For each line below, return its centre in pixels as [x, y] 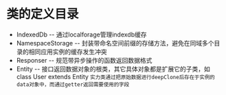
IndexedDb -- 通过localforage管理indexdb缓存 [81, 34]
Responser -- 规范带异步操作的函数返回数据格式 [84, 60]
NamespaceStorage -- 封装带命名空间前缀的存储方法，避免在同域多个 [115, 43]
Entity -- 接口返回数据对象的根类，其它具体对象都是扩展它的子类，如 [113, 69]
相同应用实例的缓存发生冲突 [68, 52]
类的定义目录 [43, 14]
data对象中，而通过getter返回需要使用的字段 [73, 84]
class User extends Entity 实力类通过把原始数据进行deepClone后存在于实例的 [116, 76]
